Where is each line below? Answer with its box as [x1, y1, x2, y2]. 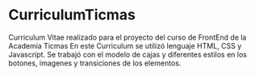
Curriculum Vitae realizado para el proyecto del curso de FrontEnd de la [8, 32, 247, 42]
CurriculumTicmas [8, 6, 136, 24]
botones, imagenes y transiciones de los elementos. [8, 58, 182, 68]
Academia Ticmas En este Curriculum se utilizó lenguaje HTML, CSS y [8, 40, 242, 50]
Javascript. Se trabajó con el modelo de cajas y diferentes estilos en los [8, 49, 248, 59]
